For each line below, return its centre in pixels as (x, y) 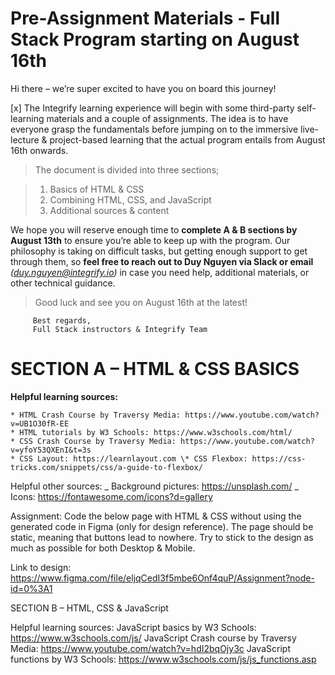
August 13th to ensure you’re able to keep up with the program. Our (150, 240)
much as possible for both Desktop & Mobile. (103, 548)
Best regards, (62, 320)
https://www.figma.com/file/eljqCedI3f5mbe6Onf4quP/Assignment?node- (162, 578)
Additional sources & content (109, 210)
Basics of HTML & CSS (97, 189)
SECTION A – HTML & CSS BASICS (155, 369)
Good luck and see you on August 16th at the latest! (141, 302)
